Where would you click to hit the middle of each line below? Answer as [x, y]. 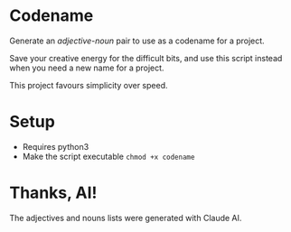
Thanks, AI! [53, 193]
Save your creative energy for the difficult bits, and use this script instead [146, 58]
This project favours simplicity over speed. [89, 85]
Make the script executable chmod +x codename [108, 156]
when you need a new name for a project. [87, 68]
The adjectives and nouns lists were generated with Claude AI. [126, 218]
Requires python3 [56, 146]
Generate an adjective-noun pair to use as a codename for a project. [137, 41]
